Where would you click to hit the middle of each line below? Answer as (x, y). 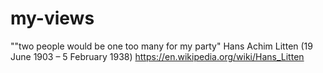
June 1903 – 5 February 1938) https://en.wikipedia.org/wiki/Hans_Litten (157, 56)
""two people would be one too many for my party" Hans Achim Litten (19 (161, 46)
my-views (52, 18)
